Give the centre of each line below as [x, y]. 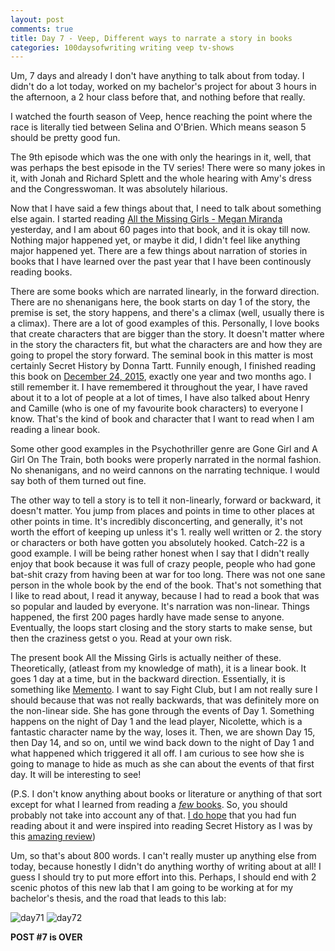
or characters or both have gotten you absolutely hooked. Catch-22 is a [157, 543]
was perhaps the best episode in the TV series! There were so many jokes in [168, 168]
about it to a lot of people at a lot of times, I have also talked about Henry [160, 398]
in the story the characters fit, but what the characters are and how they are [166, 345]
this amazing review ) [53, 837]
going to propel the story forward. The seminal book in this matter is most [162, 355]
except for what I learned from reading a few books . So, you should [149, 805]
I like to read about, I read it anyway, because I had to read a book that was [165, 596]
